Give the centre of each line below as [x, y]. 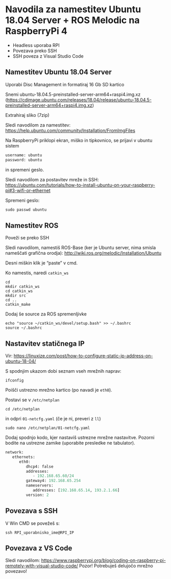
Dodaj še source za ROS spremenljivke [46, 314]
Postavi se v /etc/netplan [32, 400]
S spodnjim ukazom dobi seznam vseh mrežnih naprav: [63, 371]
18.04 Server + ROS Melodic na [72, 20]
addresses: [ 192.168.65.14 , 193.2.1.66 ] [76, 490]
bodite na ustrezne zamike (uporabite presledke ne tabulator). [70, 443]
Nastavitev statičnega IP [45, 343]
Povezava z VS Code [39, 548]
